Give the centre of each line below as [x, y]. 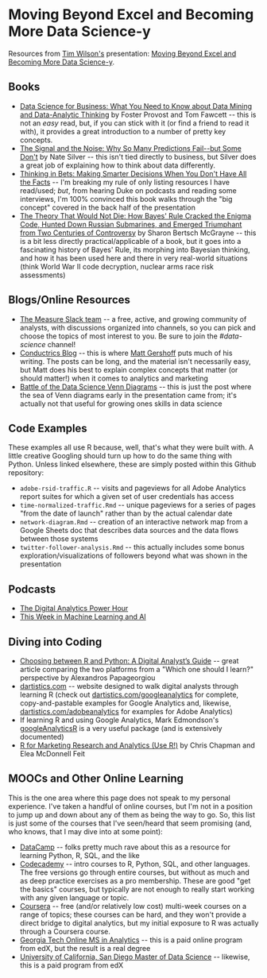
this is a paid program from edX [72, 965]
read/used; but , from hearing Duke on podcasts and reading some [128, 190]
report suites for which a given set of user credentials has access [127, 497]
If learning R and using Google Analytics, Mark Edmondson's [119, 720]
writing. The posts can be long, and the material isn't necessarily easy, [135, 361]
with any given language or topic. [74, 897]
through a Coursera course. [65, 931]
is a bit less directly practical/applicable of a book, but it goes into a [130, 241]
